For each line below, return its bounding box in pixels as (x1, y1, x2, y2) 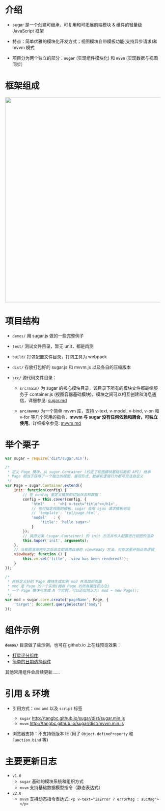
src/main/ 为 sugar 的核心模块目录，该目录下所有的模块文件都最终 (19, 385, 154, 391)
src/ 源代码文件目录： (12, 374, 57, 380)
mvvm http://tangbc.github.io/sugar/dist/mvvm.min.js (19, 720, 124, 726)
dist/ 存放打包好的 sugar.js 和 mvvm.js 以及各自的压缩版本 (12, 364, 131, 370)
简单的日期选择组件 (12, 658, 52, 664)
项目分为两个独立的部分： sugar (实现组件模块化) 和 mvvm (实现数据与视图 (12, 55, 158, 61)
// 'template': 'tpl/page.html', (31, 510, 100, 515)
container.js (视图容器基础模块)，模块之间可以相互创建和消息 (29, 391, 152, 397)
